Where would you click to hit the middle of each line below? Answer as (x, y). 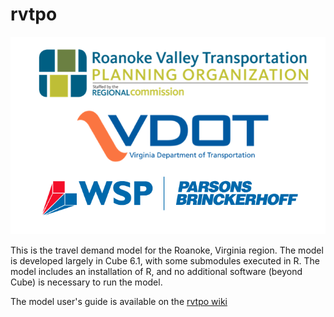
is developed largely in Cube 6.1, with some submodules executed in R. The (165, 261)
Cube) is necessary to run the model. (86, 282)
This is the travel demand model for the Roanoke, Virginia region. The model (167, 250)
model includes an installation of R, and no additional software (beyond (156, 272)
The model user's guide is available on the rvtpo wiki (119, 302)
